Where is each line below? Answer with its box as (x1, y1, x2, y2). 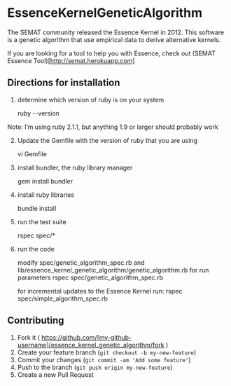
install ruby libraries (17, 191, 75, 199)
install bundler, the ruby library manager (17, 163, 133, 172)
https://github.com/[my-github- (41, 333, 132, 341)
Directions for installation (7, 77, 120, 89)
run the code (17, 244, 55, 253)
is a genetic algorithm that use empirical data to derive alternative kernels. (7, 35, 221, 43)
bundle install (17, 204, 57, 212)
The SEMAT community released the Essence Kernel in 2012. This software (7, 28, 225, 36)
